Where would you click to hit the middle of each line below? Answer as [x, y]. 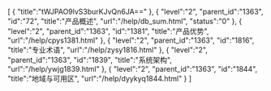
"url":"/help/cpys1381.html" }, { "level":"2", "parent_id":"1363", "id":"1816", [131, 40]
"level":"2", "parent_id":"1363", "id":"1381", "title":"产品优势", [108, 31]
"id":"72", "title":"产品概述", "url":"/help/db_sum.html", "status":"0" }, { [125, 21]
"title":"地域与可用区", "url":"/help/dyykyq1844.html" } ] [100, 79]
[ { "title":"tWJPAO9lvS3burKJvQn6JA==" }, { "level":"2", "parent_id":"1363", [136, 12]
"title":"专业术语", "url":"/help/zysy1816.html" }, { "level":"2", [108, 50]
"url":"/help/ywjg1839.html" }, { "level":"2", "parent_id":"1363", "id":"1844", [133, 69]
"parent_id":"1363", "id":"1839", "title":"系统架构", [90, 60]
